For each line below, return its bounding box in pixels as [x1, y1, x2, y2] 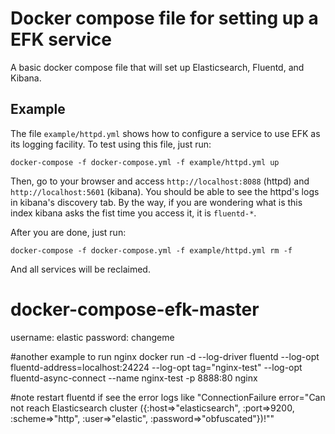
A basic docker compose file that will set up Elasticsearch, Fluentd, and [10, 61, 305, 73]
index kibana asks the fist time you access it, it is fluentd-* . [10, 207, 257, 219]
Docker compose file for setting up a [10, 7, 319, 30]
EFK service [10, 28, 112, 51]
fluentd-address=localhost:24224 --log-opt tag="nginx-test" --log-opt [10, 361, 303, 373]
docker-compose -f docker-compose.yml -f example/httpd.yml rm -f [10, 245, 293, 256]
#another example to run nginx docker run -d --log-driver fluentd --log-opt [10, 350, 320, 362]
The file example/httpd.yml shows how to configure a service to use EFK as [10, 127, 321, 139]
